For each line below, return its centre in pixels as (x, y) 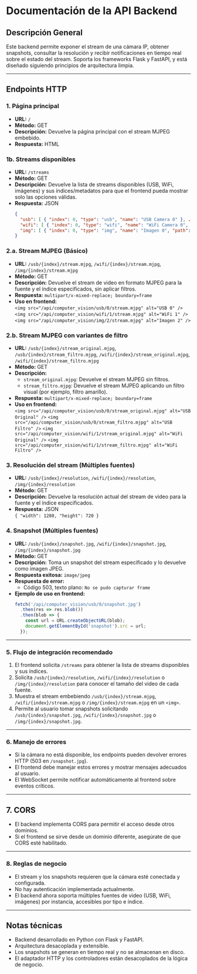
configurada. (30, 883)
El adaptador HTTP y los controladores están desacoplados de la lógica (101, 958)
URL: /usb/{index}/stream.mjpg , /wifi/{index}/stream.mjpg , (88, 263)
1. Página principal (33, 106)
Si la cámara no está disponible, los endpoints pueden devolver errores (101, 755)
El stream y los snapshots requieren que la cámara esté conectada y (97, 876)
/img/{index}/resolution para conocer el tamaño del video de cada (96, 684)
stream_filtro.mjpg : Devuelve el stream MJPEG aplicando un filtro (104, 385)
